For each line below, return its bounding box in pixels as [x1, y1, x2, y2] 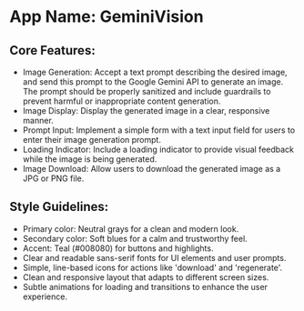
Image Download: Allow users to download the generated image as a [22, 164, 281, 174]
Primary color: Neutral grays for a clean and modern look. [22, 223, 239, 234]
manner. [22, 115, 55, 125]
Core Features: [9, 43, 96, 58]
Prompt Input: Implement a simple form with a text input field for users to [22, 125, 296, 135]
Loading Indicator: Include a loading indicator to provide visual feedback [22, 144, 294, 155]
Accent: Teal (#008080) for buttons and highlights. [22, 243, 214, 254]
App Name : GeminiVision [9, 6, 204, 27]
